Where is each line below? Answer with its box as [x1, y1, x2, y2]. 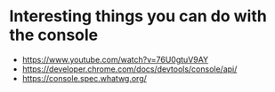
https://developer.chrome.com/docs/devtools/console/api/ [21, 64, 238, 74]
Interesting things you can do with [9, 6, 267, 27]
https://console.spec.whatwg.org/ [21, 73, 147, 83]
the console [9, 25, 99, 45]
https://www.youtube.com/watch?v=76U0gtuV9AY [21, 54, 209, 65]
